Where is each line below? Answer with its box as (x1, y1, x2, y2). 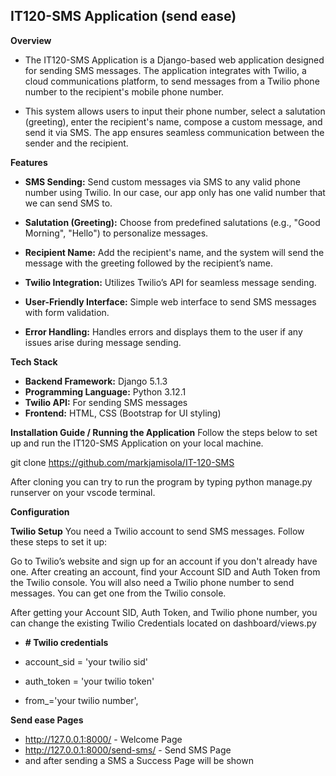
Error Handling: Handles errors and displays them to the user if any (24, 325, 303, 338)
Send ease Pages (10, 714, 84, 726)
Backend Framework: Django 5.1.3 (24, 375, 168, 387)
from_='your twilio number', (24, 694, 139, 706)
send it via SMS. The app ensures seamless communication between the (24, 126, 325, 138)
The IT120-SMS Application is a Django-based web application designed (24, 54, 325, 66)
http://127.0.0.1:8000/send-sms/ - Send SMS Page (24, 744, 232, 756)
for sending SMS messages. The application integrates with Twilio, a (24, 64, 307, 76)
